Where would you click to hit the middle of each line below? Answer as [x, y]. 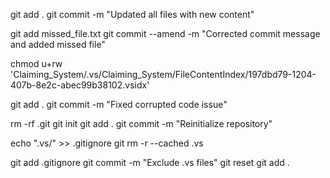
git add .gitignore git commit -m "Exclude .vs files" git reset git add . [150, 162]
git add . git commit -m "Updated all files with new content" [132, 14]
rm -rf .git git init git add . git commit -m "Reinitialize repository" [141, 123]
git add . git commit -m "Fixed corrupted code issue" [119, 104]
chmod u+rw [36, 63]
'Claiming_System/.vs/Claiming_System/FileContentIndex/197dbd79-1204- [163, 74]
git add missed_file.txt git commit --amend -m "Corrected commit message [165, 33]
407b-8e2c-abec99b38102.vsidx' [80, 85]
